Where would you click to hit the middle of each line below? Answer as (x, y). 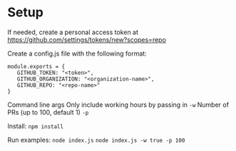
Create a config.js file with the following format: (77, 53)
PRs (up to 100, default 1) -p (48, 112)
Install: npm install (36, 126)
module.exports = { (36, 66)
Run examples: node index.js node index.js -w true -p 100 (96, 140)
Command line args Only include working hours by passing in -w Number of (118, 105)
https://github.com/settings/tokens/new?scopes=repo (87, 39)
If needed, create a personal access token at (73, 32)
